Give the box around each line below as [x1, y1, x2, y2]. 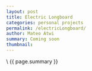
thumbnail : [6, 42, 33, 48]
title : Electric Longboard [6, 14, 73, 20]
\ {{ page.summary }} [6, 57, 58, 65]
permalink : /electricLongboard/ [6, 25, 86, 31]
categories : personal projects [6, 20, 84, 25]
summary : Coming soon [6, 36, 60, 42]
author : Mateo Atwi [6, 31, 55, 37]
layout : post [6, 8, 39, 15]
